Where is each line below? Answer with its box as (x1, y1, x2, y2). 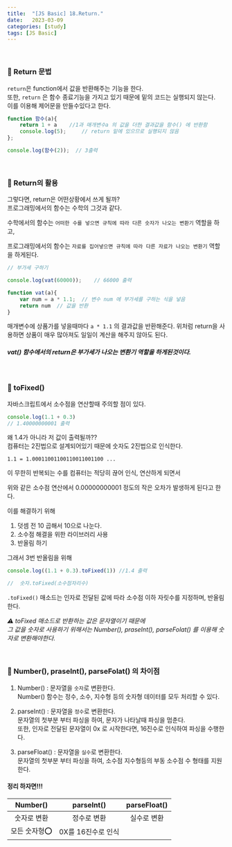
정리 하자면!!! (7, 782, 43, 790)
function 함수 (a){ (7, 115, 57, 122)
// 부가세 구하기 (7, 265, 48, 271)
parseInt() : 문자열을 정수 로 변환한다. (17, 707, 116, 715)
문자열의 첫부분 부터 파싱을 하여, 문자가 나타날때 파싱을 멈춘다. (17, 715, 186, 724)
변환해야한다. (19, 634, 56, 643)
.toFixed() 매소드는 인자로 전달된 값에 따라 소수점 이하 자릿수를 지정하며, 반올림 (7, 594, 225, 602)
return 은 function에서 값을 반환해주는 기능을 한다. (7, 84, 144, 92)
